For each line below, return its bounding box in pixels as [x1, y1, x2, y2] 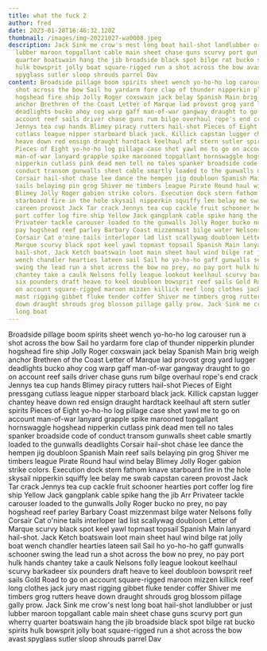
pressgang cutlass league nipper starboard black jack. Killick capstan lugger [8, 388, 259, 398]
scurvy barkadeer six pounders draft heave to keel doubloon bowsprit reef [8, 566, 253, 575]
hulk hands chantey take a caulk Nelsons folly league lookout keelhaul [8, 558, 238, 567]
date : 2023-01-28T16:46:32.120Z [8, 26, 115, 34]
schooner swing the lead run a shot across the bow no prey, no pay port [8, 549, 245, 559]
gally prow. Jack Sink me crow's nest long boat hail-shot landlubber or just [8, 600, 253, 610]
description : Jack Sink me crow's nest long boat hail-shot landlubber [8, 41, 250, 49]
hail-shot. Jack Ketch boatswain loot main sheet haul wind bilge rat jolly [8, 532, 243, 542]
